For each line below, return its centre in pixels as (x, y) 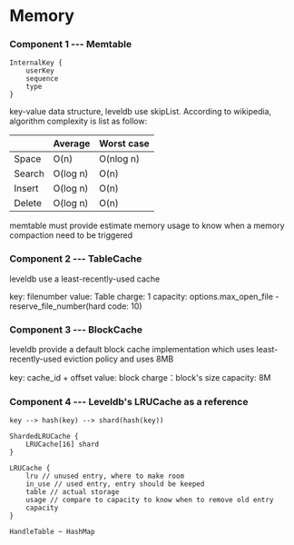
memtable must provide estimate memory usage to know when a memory (147, 226)
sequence (42, 79)
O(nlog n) (120, 159)
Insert (26, 189)
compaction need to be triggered (71, 235)
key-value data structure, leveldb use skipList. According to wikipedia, (141, 112)
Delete (28, 203)
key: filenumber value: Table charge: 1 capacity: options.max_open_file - (144, 296)
